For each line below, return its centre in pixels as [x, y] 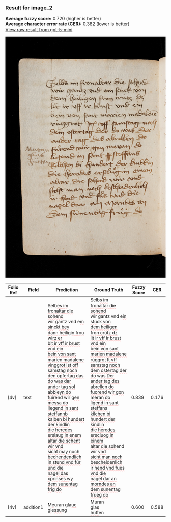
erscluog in [102, 435]
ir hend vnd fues [107, 468]
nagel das [58, 473]
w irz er [55, 338]
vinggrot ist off [63, 365]
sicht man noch [107, 457]
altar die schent [64, 441]
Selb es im [58, 305]
